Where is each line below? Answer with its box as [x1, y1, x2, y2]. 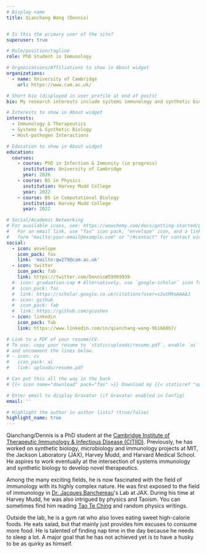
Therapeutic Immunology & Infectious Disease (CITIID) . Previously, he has [6, 438, 193, 446]
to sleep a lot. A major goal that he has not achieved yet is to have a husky [6, 533, 194, 541]
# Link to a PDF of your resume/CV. [6, 336, 100, 342]
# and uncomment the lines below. [6, 347, 95, 354]
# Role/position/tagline [6, 48, 70, 54]
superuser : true [6, 37, 48, 43]
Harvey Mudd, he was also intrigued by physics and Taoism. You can [6, 495, 181, 503]
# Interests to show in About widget [6, 110, 103, 116]
